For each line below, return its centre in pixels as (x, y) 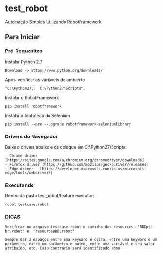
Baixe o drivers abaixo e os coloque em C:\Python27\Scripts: (66, 147)
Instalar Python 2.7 (24, 62)
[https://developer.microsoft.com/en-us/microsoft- (93, 169)
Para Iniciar (23, 37)
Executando (19, 185)
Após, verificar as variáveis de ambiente (45, 79)
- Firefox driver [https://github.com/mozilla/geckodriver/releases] (77, 164)
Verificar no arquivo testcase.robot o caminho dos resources (69, 227)
